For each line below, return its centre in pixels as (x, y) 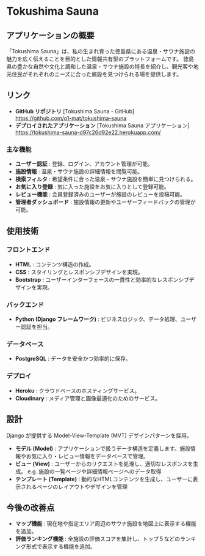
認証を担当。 (37, 327)
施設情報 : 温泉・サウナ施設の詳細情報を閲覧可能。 (79, 171)
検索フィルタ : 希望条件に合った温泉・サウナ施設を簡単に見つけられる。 (106, 179)
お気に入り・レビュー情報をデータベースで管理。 (88, 456)
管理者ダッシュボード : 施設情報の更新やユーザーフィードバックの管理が (106, 202)
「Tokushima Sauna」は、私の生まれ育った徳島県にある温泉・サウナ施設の (101, 51)
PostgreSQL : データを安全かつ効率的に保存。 (73, 359)
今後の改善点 (31, 507)
